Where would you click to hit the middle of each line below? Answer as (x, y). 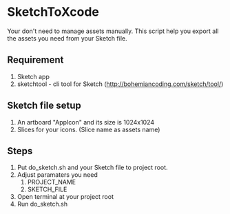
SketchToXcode (53, 12)
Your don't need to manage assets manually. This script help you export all (113, 31)
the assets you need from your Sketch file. (67, 38)
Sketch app (33, 76)
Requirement (35, 60)
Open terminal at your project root (65, 197)
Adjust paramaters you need (57, 175)
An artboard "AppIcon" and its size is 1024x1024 (86, 122)
